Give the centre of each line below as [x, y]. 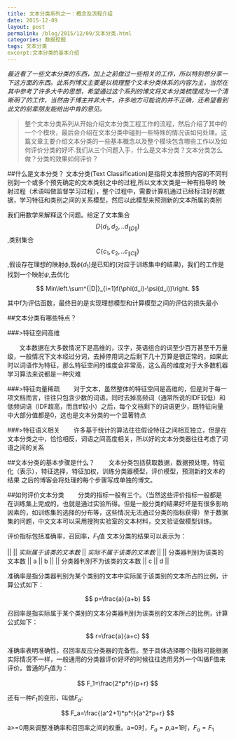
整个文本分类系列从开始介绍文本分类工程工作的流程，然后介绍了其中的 [126, 123]
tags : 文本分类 [27, 46]
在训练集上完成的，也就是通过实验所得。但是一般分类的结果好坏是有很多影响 [118, 504]
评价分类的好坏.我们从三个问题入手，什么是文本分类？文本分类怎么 [126, 150]
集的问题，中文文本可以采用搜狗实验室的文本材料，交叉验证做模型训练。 [111, 521]
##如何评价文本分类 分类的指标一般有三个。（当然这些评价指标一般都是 [115, 495]
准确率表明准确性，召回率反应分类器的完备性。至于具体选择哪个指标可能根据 [118, 651]
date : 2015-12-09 [33, 20]
